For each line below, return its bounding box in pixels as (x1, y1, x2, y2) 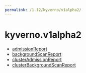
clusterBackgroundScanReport (12, 61, 76, 68)
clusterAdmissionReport (12, 56, 62, 62)
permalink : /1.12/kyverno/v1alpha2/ (5, 7, 81, 13)
